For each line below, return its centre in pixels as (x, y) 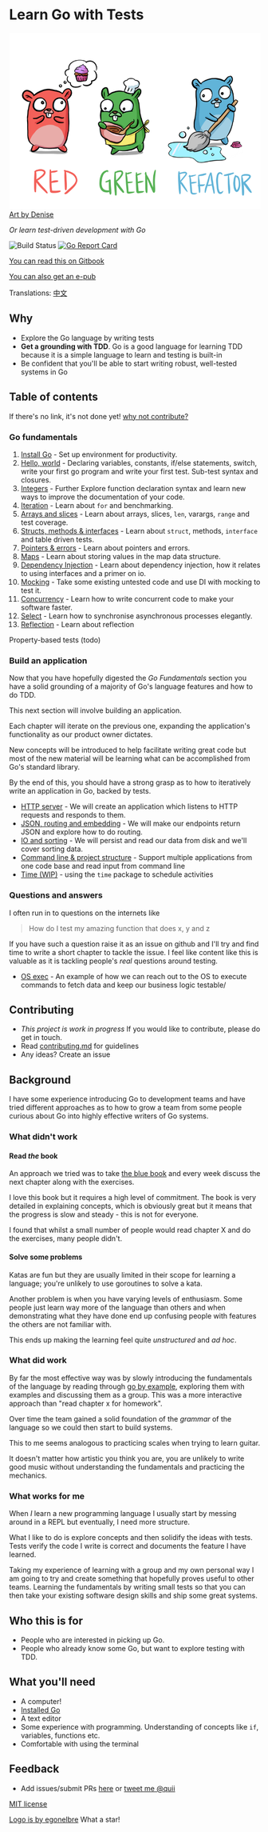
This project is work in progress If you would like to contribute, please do (140, 1029)
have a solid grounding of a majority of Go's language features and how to (131, 686)
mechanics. (28, 1475)
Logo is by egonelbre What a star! (65, 1819)
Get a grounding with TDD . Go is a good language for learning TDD (131, 346)
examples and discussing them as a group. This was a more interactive (126, 1394)
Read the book (33, 1156)
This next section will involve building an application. (95, 710)
